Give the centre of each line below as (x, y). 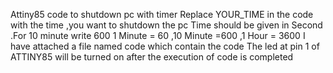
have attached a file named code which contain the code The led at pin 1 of (165, 46)
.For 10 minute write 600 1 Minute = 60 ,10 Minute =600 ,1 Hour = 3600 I (158, 35)
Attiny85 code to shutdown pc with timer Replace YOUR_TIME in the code (162, 14)
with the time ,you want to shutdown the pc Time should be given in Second (166, 25)
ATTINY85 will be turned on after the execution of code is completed (152, 57)
